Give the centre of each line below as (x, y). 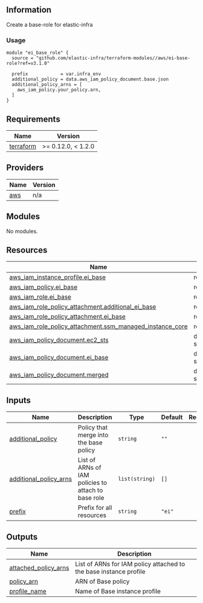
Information (29, 10)
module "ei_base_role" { (37, 53)
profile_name (28, 591)
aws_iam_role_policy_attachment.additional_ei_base (83, 307)
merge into (93, 435)
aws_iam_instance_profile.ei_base (58, 277)
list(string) (137, 479)
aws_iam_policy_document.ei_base (59, 358)
